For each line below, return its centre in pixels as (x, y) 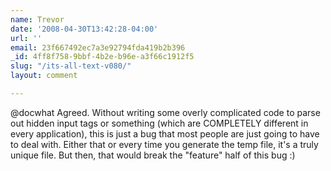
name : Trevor (37, 19)
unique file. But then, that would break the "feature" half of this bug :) (153, 155)
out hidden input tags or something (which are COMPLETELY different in (159, 123)
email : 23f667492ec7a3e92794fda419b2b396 (98, 47)
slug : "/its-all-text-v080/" (71, 66)
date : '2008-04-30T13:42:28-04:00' (84, 29)
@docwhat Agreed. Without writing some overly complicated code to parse (165, 112)
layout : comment (44, 76)
